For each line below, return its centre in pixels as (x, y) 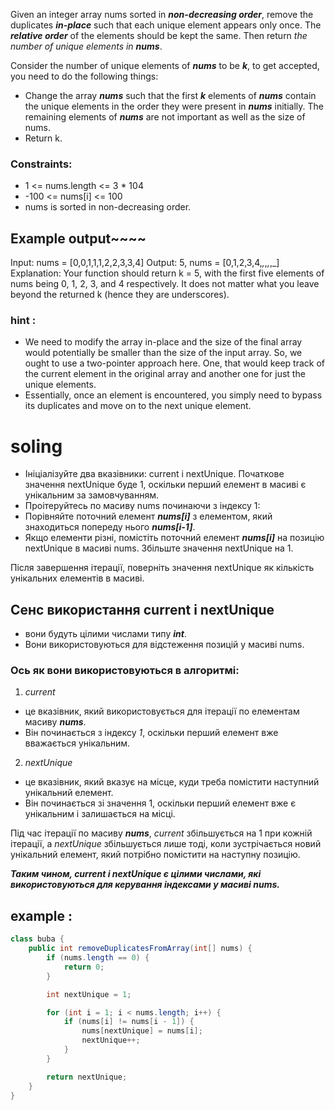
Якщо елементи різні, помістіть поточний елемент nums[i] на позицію (174, 538)
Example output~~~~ (78, 238)
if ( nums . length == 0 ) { (98, 958)
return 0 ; (84, 967)
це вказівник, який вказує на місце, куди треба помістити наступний (172, 782)
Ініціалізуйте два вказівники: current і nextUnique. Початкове (154, 474)
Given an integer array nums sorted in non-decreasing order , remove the (162, 14)
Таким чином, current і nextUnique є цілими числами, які (136, 874)
